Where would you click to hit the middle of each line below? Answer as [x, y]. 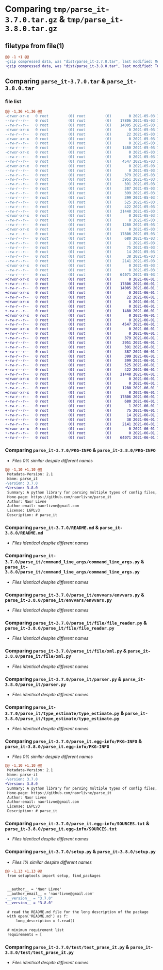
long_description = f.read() [45, 921]
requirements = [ [24, 934]
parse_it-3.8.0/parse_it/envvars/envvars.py [58, 600]
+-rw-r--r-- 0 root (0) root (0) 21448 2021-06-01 [80, 374]
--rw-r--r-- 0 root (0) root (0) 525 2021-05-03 [80, 202]
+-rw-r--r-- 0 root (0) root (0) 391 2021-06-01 [80, 347]
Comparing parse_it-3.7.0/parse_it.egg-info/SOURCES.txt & [77, 823]
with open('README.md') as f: [38, 916]
